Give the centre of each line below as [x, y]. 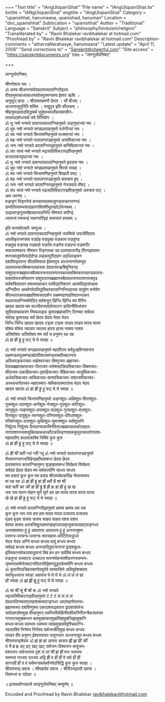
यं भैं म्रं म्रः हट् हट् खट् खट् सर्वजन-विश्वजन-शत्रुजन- [46, 646]
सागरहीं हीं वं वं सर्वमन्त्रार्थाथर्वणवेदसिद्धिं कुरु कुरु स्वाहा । [49, 663]
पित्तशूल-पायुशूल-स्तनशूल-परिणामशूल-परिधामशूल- [44, 416]
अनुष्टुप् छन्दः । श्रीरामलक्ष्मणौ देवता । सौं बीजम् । [43, 101]
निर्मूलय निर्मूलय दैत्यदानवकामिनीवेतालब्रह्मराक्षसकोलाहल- [48, 427]
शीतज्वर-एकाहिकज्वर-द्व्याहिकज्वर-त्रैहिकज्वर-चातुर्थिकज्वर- [52, 372]
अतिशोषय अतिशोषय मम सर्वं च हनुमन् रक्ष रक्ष [40, 334]
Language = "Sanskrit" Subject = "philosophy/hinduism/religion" [71, 28]
